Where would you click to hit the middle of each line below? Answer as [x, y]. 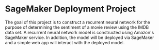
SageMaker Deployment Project [70, 9]
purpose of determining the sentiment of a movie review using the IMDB [77, 27]
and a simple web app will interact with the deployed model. [65, 42]
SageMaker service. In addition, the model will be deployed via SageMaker [79, 37]
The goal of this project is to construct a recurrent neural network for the [78, 22]
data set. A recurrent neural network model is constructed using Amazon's [79, 32]
